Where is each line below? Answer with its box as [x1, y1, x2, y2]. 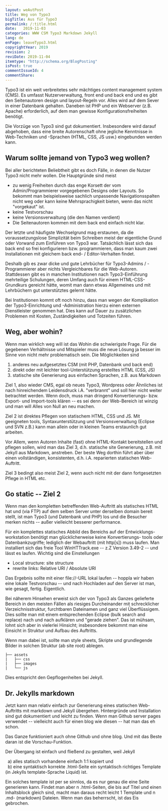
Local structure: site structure [12, 560, 74, 566]
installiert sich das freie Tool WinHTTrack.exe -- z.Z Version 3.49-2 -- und [5, 545, 158, 551]
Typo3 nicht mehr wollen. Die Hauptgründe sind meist [5, 172, 117, 179]
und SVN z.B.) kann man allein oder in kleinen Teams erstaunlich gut [5, 424, 147, 430]
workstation [5, 534, 30, 540]
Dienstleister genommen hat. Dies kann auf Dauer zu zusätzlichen [5, 307, 141, 313]
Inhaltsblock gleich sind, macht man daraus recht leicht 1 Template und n [5, 789, 155, 795]
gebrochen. [5, 800, 29, 806]
